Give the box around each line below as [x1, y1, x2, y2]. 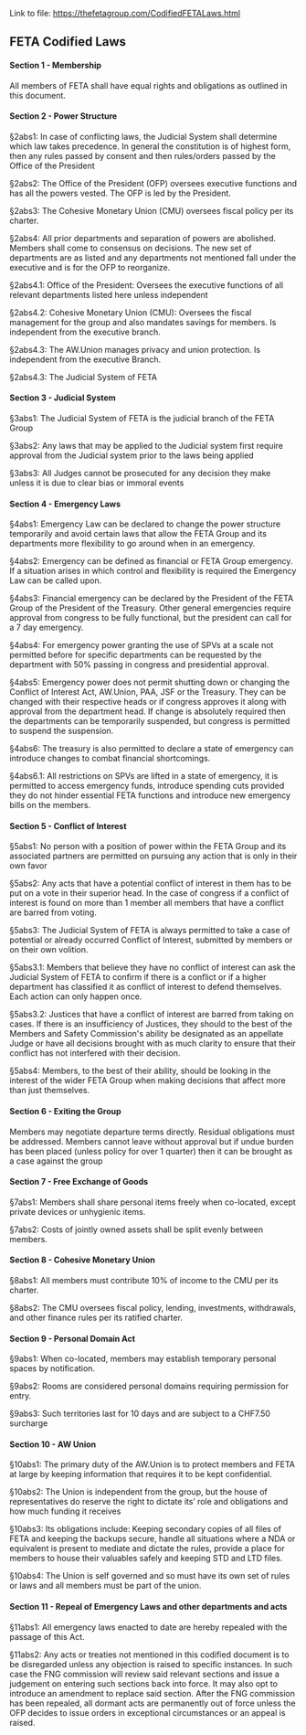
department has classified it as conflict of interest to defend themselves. [9, 982, 282, 993]
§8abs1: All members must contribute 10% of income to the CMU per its [9, 1275, 279, 1286]
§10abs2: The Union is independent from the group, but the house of [9, 1486, 268, 1497]
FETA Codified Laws [9, 34, 126, 49]
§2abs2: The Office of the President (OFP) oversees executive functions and [9, 177, 298, 188]
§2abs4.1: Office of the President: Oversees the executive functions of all [9, 279, 284, 291]
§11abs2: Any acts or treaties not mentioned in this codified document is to [9, 1649, 290, 1660]
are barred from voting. [9, 907, 98, 918]
